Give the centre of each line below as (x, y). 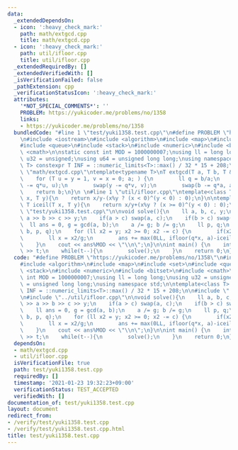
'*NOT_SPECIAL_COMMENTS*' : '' (65, 106)
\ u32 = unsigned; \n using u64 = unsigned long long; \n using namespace (126, 159)
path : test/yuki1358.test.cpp (58, 370)
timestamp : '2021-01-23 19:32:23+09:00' (74, 383)
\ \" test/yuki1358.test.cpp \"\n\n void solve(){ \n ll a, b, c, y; (123, 212)
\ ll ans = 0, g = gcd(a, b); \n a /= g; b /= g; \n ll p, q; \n (125, 225)
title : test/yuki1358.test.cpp (53, 435)
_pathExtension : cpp (44, 86)
